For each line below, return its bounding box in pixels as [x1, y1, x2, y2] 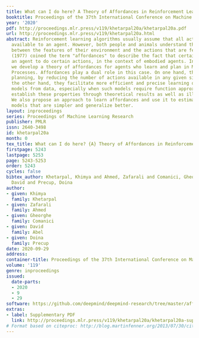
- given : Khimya [6, 190, 46, 196]
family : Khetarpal [11, 196, 57, 202]
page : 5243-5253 [6, 158, 46, 164]
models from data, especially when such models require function [11, 86, 176, 92]
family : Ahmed [11, 207, 46, 213]
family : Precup [11, 240, 49, 246]
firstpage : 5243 [6, 146, 46, 152]
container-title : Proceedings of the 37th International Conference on [6, 257, 187, 263]
